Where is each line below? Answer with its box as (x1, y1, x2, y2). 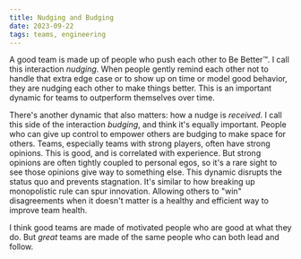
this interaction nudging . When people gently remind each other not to (9, 64, 269, 74)
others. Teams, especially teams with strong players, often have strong (9, 138, 271, 149)
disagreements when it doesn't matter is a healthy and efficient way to (9, 195, 269, 206)
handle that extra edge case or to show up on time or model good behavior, (9, 73, 288, 84)
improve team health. (9, 205, 88, 216)
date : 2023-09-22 (9, 22, 74, 30)
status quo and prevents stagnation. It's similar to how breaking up (9, 177, 255, 187)
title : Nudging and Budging (9, 13, 115, 22)
